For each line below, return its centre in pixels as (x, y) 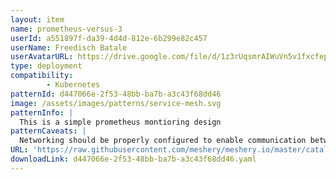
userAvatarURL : (42, 57)
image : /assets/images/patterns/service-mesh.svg (116, 103)
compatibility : (42, 76)
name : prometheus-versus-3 (66, 29)
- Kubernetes (73, 85)
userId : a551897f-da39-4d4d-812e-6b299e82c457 (109, 38)
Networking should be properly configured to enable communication (163, 141)
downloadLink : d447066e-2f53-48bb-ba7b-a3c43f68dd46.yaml (133, 159)
